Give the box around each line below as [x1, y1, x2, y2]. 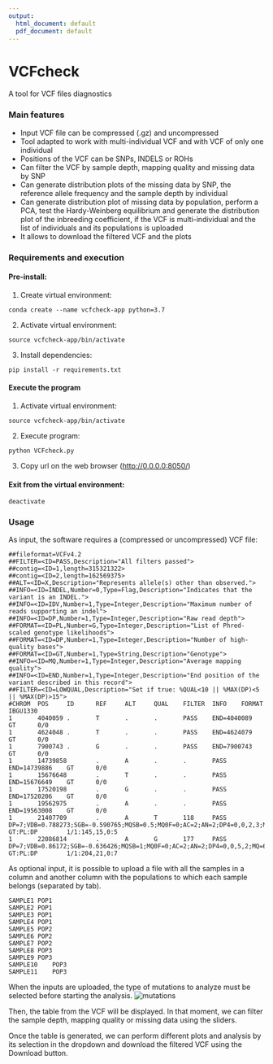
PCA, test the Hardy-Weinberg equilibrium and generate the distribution [19, 205, 260, 216]
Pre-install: [8, 272, 47, 281]
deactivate [8, 498, 45, 506]
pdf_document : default [15, 27, 93, 35]
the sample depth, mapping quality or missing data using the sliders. [8, 1015, 237, 1025]
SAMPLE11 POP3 [8, 968, 67, 976]
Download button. [8, 1049, 68, 1058]
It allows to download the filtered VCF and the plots [19, 231, 193, 241]
